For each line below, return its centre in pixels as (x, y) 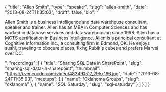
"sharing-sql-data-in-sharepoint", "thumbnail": (53, 68)
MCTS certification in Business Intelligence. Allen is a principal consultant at (83, 38)
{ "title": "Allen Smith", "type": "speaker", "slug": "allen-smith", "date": (77, 7)
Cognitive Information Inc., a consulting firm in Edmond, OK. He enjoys (78, 43)
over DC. (14, 53)
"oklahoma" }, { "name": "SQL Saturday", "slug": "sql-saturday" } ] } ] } (78, 84)
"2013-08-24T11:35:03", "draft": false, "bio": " (52, 12)
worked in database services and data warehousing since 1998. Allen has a (82, 32)
